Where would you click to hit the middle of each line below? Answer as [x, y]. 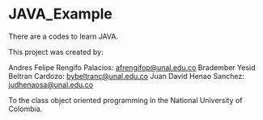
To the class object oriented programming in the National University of [125, 100]
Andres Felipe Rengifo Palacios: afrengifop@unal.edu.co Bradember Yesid [132, 67]
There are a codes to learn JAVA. [64, 36]
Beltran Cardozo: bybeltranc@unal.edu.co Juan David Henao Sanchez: [126, 76]
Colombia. [25, 109]
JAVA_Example [61, 14]
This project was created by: [56, 52]
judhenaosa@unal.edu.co [51, 85]
